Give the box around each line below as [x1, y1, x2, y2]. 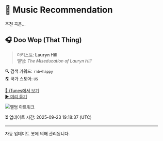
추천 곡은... [5, 21, 26, 27]
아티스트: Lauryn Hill [16, 52, 58, 58]
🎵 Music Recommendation [5, 4, 113, 16]
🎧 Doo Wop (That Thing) [5, 36, 82, 44]
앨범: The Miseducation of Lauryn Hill [16, 58, 92, 63]
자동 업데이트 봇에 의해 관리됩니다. [5, 130, 70, 136]
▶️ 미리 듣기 [5, 94, 28, 99]
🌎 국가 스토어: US [5, 76, 38, 81]
